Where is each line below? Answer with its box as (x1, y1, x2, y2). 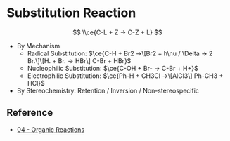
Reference (6, 107, 53, 119)
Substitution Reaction (6, 5, 136, 21)
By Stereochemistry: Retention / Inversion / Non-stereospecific (16, 86, 200, 95)
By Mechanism (16, 41, 60, 50)
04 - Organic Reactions (16, 125, 85, 134)
